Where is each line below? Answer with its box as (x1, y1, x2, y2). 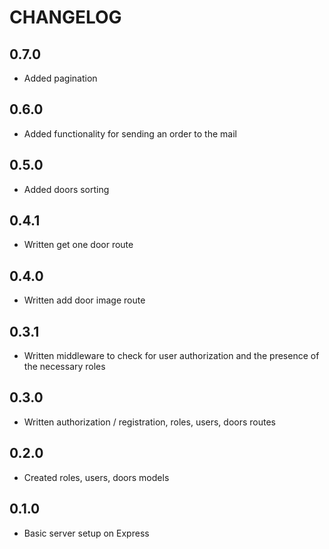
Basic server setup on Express (23, 527, 150, 539)
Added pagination (23, 72, 98, 84)
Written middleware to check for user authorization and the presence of (23, 350, 320, 362)
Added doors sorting (23, 183, 110, 195)
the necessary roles (23, 361, 106, 373)
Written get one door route (23, 239, 134, 251)
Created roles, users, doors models (23, 471, 170, 483)
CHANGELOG (9, 6, 122, 29)
